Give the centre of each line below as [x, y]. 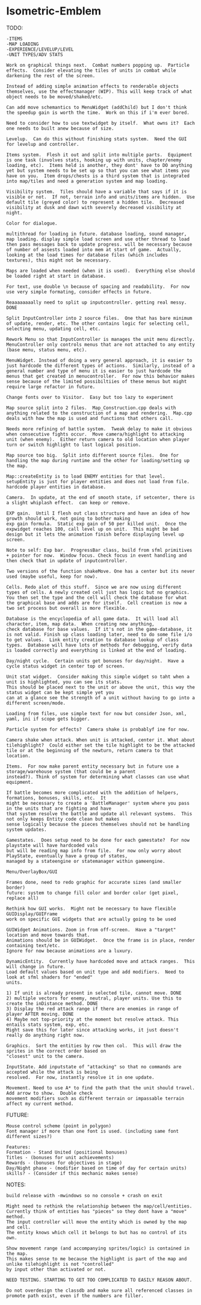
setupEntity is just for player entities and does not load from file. [98, 481]
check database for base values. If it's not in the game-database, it [99, 629]
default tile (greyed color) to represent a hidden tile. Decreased [95, 202]
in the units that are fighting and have [59, 809]
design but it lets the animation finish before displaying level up [95, 534]
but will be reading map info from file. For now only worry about [94, 851]
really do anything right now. [45, 1035]
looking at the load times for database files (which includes [87, 255]
